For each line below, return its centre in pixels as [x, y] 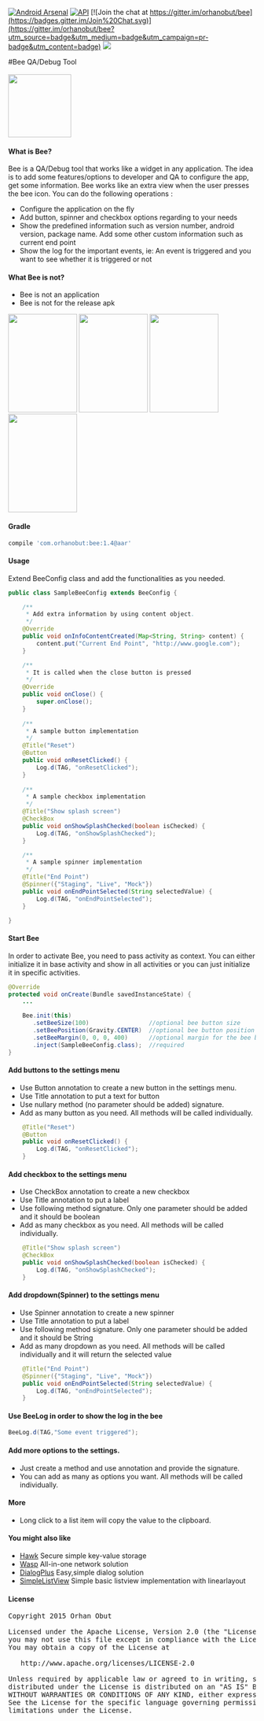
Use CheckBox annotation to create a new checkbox [104, 1192]
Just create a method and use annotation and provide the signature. [129, 1467]
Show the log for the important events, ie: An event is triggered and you [135, 251]
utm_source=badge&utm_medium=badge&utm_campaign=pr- [108, 37]
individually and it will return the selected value [95, 1354]
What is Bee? [30, 151]
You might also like [40, 1538]
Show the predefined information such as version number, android [127, 226]
